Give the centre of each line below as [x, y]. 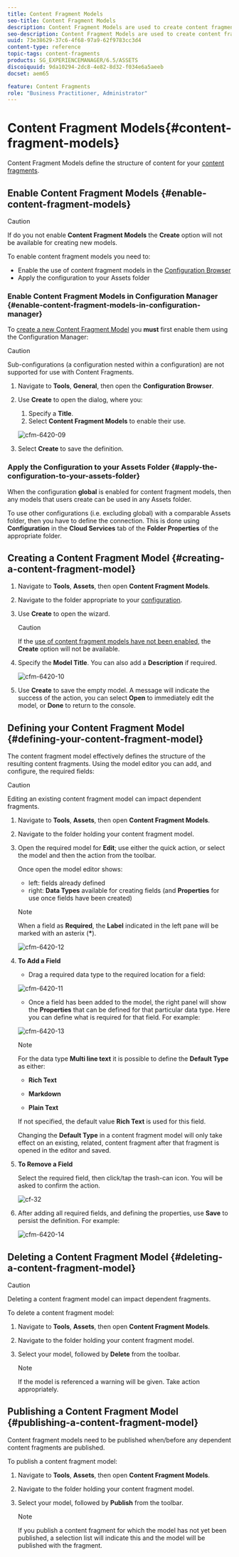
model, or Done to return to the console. [77, 706]
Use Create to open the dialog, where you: [80, 400]
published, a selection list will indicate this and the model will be [111, 1538]
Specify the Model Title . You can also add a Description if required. [117, 663]
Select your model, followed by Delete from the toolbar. [99, 1354]
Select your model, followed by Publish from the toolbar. [100, 1502]
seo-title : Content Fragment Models [62, 21]
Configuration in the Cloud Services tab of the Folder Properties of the [113, 528]
